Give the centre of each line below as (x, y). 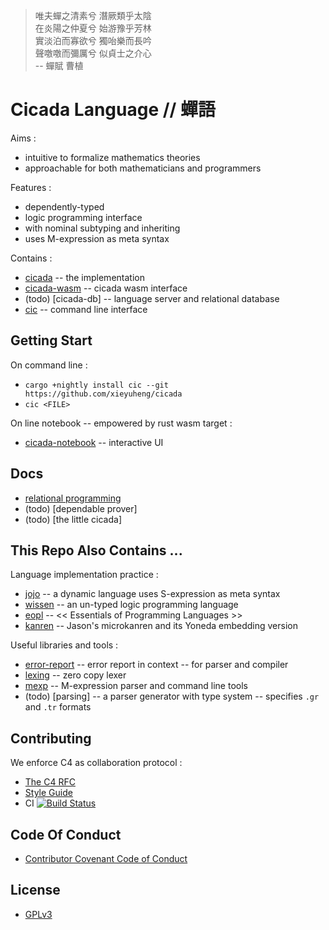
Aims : (23, 138)
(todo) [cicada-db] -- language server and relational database (152, 298)
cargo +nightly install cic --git (96, 385)
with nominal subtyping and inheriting (102, 228)
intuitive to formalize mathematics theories (112, 157)
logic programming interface (83, 217)
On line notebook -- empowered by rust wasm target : (121, 423)
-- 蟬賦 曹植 (59, 65)
